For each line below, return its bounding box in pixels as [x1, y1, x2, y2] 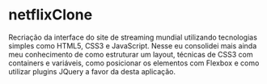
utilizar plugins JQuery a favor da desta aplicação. [8, 66, 176, 76]
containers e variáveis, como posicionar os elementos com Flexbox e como [8, 58, 260, 68]
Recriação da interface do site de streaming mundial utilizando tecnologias [8, 32, 257, 42]
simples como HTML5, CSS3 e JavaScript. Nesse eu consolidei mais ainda [8, 40, 257, 50]
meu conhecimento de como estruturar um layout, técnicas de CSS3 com [8, 49, 253, 59]
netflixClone [8, 6, 93, 24]
